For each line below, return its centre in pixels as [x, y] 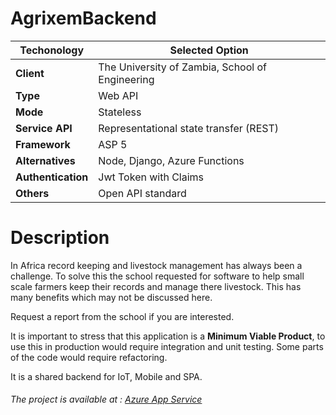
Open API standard [142, 193]
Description [60, 238]
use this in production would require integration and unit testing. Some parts [167, 346]
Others [32, 193]
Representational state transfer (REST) [189, 128]
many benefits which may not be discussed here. [111, 297]
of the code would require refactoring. [89, 357]
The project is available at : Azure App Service [106, 399]
